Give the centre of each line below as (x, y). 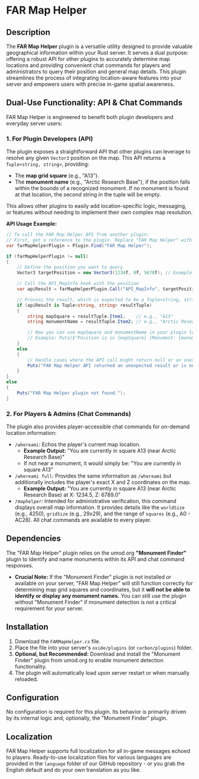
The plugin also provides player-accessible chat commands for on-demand (98, 427)
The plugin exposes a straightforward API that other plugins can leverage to (98, 152)
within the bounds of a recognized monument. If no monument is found (102, 188)
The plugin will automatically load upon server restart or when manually (102, 672)
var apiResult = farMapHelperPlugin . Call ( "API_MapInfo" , (89, 289)
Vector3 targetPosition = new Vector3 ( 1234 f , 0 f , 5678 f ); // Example (105, 273)
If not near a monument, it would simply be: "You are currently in (102, 463)
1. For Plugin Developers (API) (50, 139)
